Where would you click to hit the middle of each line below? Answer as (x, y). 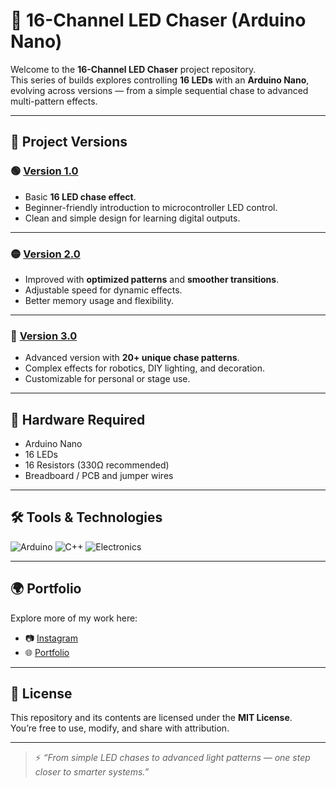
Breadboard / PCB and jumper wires (99, 476)
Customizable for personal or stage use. (107, 379)
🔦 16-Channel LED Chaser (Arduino (158, 20)
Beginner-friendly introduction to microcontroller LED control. (151, 207)
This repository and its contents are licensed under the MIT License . (151, 718)
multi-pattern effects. (54, 101)
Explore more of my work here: (74, 618)
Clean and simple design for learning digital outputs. (132, 218)
